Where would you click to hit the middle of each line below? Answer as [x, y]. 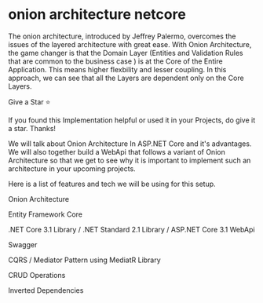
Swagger [23, 244]
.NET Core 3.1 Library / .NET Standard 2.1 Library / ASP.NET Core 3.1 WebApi [131, 229]
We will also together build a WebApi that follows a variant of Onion [117, 151]
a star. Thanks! [32, 128]
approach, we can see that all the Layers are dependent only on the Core [126, 78]
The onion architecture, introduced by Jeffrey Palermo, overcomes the [122, 36]
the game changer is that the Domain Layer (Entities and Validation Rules [126, 53]
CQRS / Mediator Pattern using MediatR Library [84, 260]
